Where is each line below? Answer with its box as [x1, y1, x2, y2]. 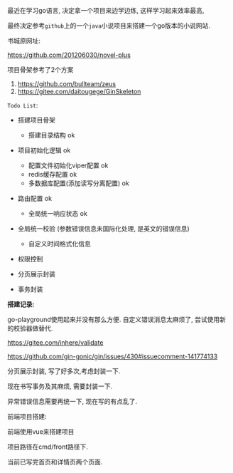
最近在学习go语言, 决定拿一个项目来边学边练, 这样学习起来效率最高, [7, 6, 205, 14]
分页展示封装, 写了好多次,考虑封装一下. [7, 367, 121, 375]
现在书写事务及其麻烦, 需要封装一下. [7, 382, 113, 390]
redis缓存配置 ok [28, 170, 77, 178]
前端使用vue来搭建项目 [7, 427, 75, 436]
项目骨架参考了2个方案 [7, 66, 74, 73]
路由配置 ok [17, 194, 52, 202]
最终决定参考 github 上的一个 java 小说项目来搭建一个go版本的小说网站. [7, 21, 211, 30]
